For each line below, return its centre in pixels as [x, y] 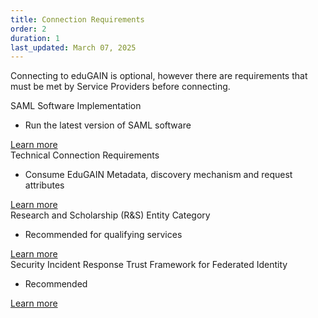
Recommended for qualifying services [103, 235]
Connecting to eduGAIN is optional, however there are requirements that [159, 76]
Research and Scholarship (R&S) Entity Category [110, 215]
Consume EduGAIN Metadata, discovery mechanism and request [158, 175]
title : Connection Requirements [77, 19]
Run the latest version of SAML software [108, 125]
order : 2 [28, 29]
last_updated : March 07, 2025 [73, 47]
